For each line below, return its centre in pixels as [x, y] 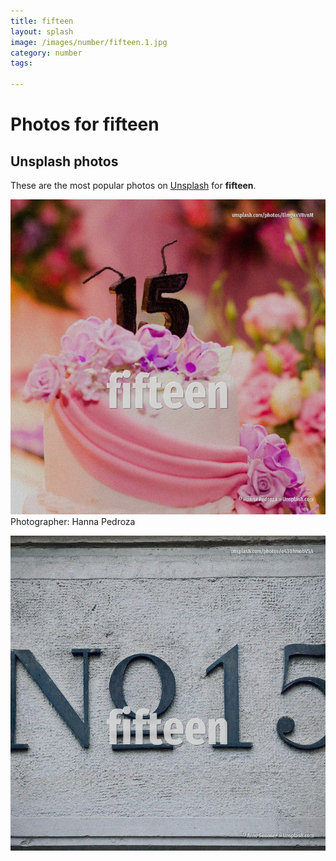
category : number [46, 53]
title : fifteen [42, 21]
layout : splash [42, 31]
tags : [21, 63]
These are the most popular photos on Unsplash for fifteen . [133, 185]
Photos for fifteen [85, 124]
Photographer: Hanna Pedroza [73, 521]
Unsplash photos [64, 161]
